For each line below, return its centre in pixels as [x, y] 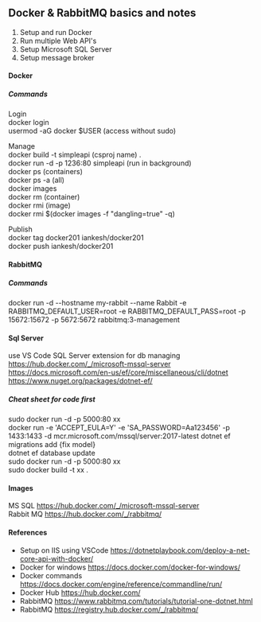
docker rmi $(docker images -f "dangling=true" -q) [92, 214]
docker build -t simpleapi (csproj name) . [75, 155]
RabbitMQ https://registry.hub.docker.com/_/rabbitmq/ [109, 609]
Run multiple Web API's [58, 41]
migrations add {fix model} [52, 445]
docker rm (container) [44, 197]
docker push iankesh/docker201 [61, 247]
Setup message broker [57, 57]
